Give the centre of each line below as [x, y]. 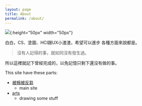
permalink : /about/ [25, 18]
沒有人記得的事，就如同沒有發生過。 [53, 53]
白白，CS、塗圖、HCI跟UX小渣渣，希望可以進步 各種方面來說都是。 [72, 43]
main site [28, 88]
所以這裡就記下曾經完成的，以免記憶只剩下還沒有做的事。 [62, 63]
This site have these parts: [31, 73]
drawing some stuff [39, 98]
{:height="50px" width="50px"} [42, 33]
